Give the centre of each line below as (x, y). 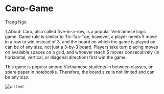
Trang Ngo (16, 22)
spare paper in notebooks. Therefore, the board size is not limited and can (80, 72)
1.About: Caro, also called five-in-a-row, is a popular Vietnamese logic (76, 31)
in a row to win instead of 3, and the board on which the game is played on (80, 41)
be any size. (17, 77)
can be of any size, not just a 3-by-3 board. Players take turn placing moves (82, 47)
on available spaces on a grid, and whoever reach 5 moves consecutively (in (82, 52)
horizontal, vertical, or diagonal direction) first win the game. (66, 57)
